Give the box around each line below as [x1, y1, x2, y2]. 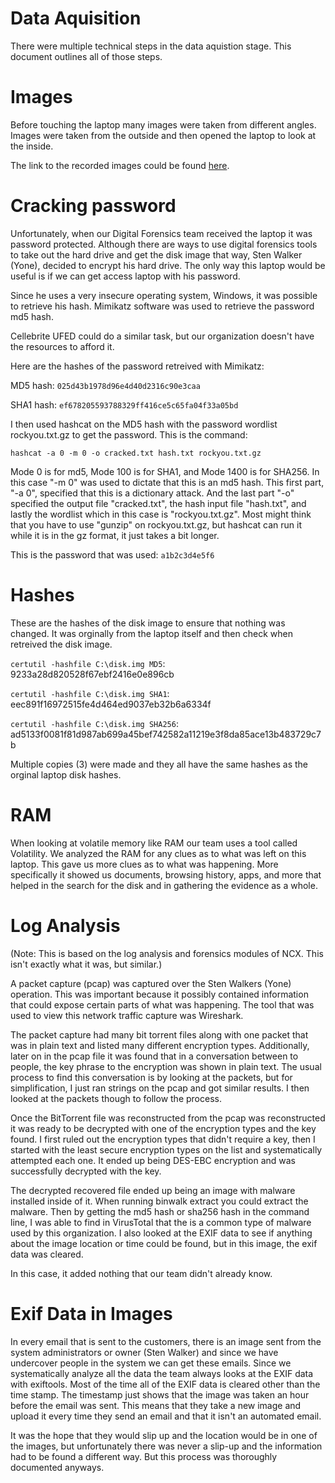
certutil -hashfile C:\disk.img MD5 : [10, 657, 166, 669]
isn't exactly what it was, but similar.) [10, 958, 163, 970]
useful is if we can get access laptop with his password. [10, 270, 241, 282]
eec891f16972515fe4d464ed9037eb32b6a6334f [10, 698, 212, 710]
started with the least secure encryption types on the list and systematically [10, 1143, 323, 1156]
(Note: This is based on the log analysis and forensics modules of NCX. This [10, 947, 324, 959]
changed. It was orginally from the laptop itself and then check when [10, 627, 293, 639]
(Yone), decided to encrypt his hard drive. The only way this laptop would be [10, 259, 326, 271]
